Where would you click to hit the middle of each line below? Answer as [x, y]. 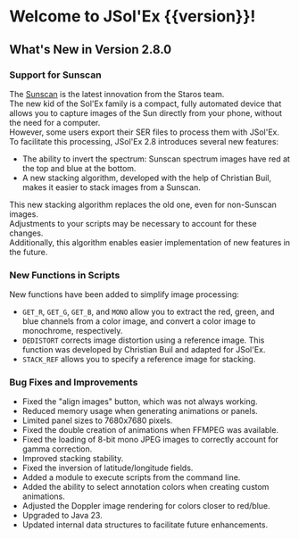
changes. [26, 233]
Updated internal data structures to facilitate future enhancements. [145, 525]
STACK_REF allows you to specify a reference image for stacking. [139, 360]
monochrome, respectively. [72, 331]
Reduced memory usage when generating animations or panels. [140, 411]
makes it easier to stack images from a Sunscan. [111, 187]
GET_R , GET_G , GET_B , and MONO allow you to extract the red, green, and [148, 312]
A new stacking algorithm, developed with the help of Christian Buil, [147, 178]
